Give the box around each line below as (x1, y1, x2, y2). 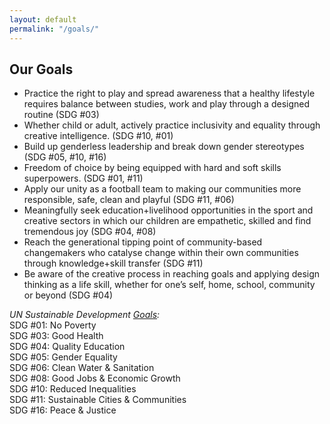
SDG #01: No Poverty (9, 319, 97, 331)
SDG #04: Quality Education (9, 341, 126, 353)
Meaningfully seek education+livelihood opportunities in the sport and (23, 204, 314, 216)
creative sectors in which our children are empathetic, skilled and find (23, 215, 312, 227)
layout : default (9, 14, 77, 25)
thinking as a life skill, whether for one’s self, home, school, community (23, 279, 316, 291)
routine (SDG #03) (23, 109, 100, 121)
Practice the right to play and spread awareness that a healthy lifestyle (23, 87, 316, 100)
